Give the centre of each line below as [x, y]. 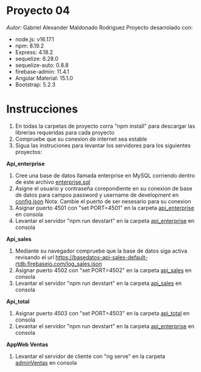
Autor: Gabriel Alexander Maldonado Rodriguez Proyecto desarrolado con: [100, 27]
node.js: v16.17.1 [34, 39]
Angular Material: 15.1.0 [44, 78]
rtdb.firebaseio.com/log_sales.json [58, 264]
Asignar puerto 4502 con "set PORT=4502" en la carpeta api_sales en [103, 270]
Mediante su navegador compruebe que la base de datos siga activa [101, 251]
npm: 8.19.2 [30, 46]
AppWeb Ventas [27, 344]
